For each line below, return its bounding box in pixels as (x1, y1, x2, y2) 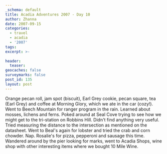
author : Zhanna (5, 16, 37, 21)
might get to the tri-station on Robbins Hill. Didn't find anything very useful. (5, 116, 160, 122)
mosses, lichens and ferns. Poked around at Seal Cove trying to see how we (5, 111, 162, 117)
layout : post (5, 81, 32, 86)
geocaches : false (5, 68, 41, 73)
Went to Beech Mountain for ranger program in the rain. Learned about (5, 106, 151, 112)
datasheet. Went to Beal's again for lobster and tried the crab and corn (5, 127, 151, 133)
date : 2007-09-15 (5, 21, 41, 26)
